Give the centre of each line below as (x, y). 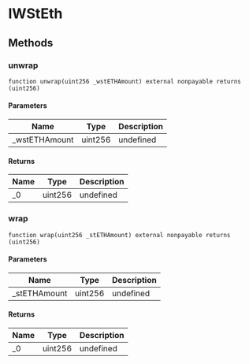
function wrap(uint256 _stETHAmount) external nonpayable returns (119, 235)
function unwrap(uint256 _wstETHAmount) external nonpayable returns (125, 81)
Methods (31, 43)
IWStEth (35, 14)
